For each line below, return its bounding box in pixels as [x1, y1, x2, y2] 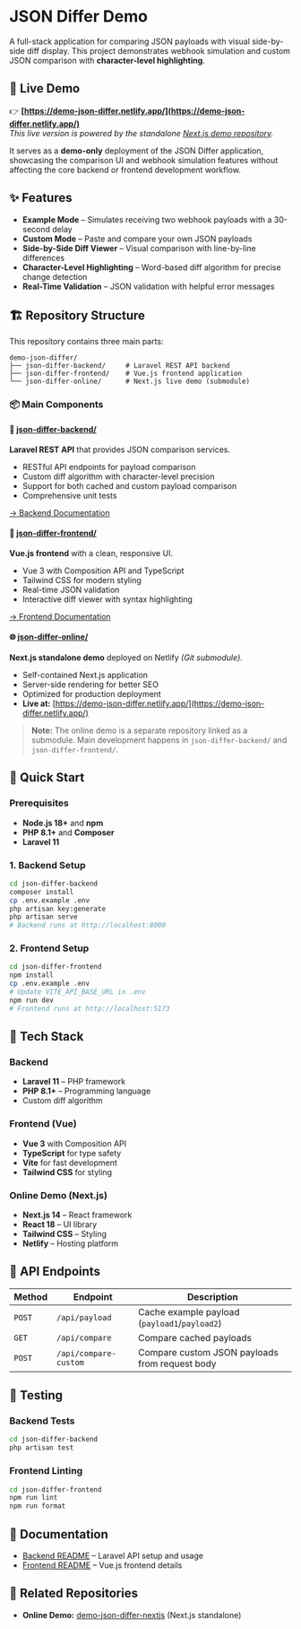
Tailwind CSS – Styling [21, 1228, 107, 1239]
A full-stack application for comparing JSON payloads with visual [9, 36, 251, 47]
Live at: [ [21, 698, 56, 709]
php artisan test [9, 1443, 74, 1452]
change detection [21, 271, 88, 282]
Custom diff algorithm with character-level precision [21, 471, 215, 482]
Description [186, 1290, 239, 1302]
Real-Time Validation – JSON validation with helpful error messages [21, 281, 275, 292]
